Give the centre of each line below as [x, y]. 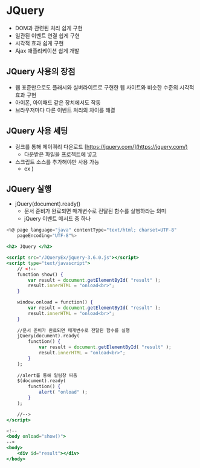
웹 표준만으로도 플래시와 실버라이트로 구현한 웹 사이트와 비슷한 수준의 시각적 [105, 87]
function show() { [40, 275]
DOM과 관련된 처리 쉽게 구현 [49, 28]
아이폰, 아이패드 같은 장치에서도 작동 [58, 102]
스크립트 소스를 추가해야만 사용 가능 [57, 161]
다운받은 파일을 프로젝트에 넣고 [60, 154]
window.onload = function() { [55, 302]
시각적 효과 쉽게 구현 [39, 43]
